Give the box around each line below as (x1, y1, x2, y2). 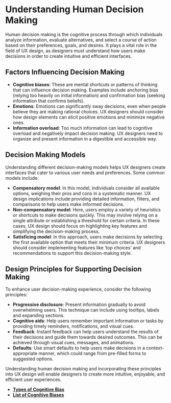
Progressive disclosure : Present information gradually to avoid (12, 301, 145, 307)
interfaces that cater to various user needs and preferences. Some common (5, 170, 165, 176)
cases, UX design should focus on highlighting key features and (12, 223, 147, 229)
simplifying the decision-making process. (12, 228, 100, 234)
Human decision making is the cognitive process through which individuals (5, 31, 163, 37)
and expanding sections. (12, 313, 65, 319)
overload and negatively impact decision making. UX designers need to (12, 130, 163, 136)
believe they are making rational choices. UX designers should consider (12, 108, 164, 114)
